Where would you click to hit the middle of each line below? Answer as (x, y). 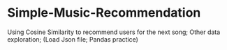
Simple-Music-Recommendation (104, 13)
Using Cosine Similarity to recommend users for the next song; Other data (114, 32)
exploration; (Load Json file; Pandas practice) (73, 39)
